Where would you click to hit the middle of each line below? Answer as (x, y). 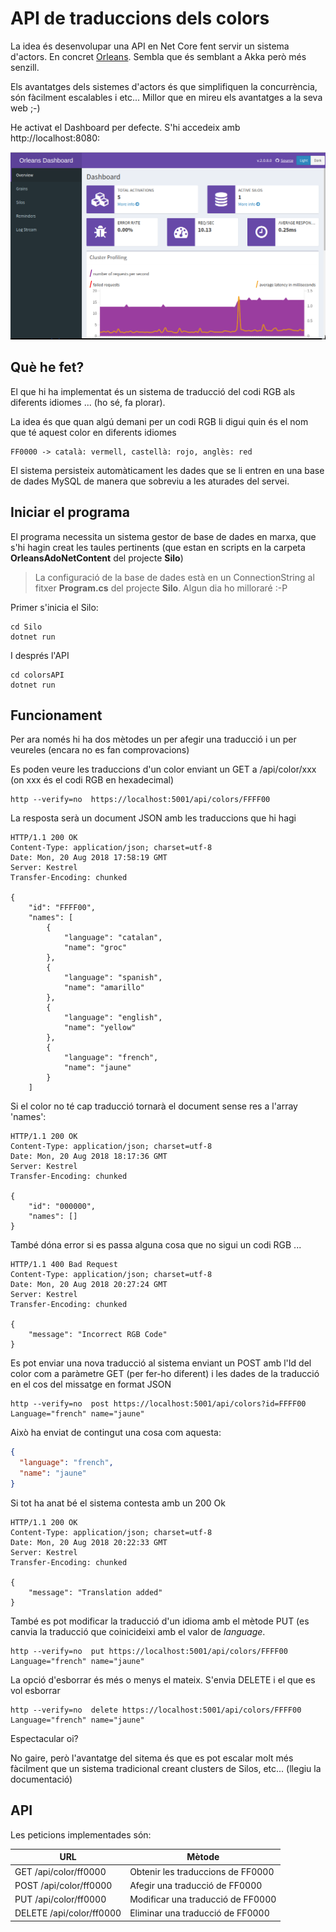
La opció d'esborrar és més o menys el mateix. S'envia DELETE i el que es (163, 1679)
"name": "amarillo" (104, 988)
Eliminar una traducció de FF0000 (199, 1913)
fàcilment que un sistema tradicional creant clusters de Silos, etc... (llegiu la (166, 1768)
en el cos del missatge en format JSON (91, 1384)
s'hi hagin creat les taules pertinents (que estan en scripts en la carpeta (158, 547)
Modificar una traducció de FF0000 (203, 1899)
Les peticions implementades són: (81, 1834)
